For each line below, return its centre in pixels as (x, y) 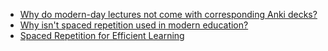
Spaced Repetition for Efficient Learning (102, 35)
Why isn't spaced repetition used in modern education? (134, 25)
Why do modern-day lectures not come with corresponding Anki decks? (168, 14)
